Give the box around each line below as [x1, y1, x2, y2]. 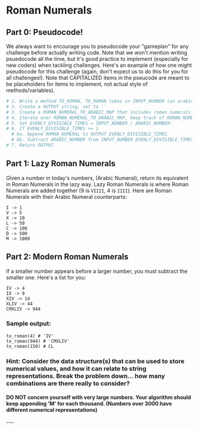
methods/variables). [6, 87, 55, 93]
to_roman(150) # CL [6, 343, 54, 349]
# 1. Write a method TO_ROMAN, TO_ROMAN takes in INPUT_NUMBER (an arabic [6, 98, 194, 104]
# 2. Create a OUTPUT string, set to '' [6, 104, 107, 109]
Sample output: [6, 320, 51, 328]
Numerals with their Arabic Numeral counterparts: [6, 193, 127, 200]
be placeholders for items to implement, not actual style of [6, 80, 148, 88]
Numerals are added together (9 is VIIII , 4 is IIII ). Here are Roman [6, 187, 172, 194]
